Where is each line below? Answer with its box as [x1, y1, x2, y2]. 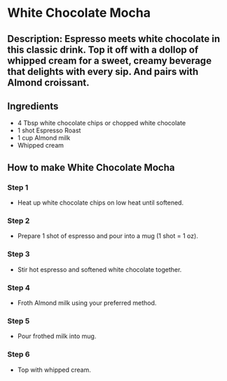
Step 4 [7, 282, 30, 292]
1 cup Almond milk [17, 134, 71, 142]
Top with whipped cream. [17, 366, 91, 374]
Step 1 [7, 182, 29, 192]
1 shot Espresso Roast [17, 126, 81, 134]
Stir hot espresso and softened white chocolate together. [17, 265, 182, 274]
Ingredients [7, 100, 59, 112]
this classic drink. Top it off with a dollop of [7, 43, 199, 55]
